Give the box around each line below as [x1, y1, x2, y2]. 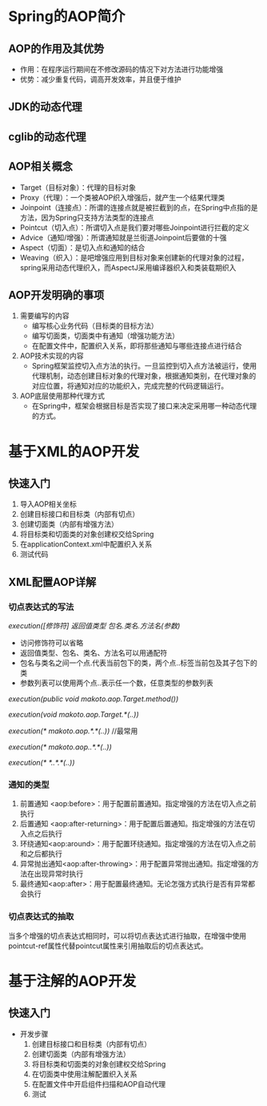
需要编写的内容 [19, 311, 70, 321]
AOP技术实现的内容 [19, 351, 84, 361]
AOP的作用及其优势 [8, 42, 105, 55]
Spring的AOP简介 [8, 7, 126, 26]
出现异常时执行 [34, 869, 84, 878]
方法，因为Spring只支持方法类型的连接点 [19, 212, 154, 222]
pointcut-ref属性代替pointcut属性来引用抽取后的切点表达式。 [8, 941, 208, 951]
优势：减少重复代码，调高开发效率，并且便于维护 [19, 75, 181, 84]
